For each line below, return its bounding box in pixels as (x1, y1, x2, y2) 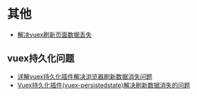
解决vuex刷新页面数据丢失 (17, 30, 92, 39)
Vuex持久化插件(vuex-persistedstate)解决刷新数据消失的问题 (17, 81, 191, 89)
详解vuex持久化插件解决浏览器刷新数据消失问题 (17, 72, 153, 80)
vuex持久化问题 (7, 52, 75, 64)
